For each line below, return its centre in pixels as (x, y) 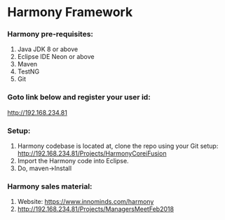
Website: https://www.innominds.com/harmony (86, 202)
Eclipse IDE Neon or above (56, 57)
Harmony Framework (70, 12)
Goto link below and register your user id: (79, 97)
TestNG (28, 71)
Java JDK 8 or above (48, 49)
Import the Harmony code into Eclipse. (73, 161)
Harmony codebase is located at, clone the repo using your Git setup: (118, 146)
